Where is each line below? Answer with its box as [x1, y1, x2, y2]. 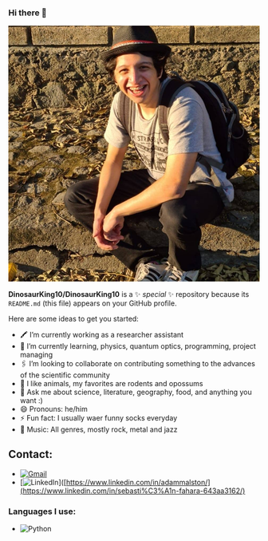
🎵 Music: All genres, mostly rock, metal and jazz [19, 425, 178, 434]
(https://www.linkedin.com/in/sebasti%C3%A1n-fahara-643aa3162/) [19, 486, 246, 496]
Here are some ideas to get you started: [8, 314, 140, 323]
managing [19, 349, 53, 359]
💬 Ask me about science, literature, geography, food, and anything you [19, 387, 253, 397]
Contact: [8, 448, 53, 461]
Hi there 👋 [8, 7, 48, 18]
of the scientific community [19, 370, 110, 380]
